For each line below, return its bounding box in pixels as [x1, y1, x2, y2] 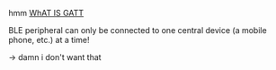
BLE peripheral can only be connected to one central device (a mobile [8, 25, 267, 35]
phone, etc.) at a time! [8, 35, 90, 45]
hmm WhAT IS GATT [8, 8, 85, 18]
